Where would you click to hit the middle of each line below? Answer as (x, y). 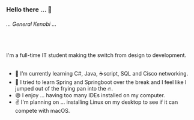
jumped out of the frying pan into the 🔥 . (64, 89)
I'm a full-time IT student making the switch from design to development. (96, 55)
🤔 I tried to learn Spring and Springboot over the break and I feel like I (101, 82)
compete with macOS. (42, 111)
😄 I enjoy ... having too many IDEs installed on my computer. (90, 95)
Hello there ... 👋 (29, 10)
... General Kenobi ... (32, 24)
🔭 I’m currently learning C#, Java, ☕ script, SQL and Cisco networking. (102, 74)
